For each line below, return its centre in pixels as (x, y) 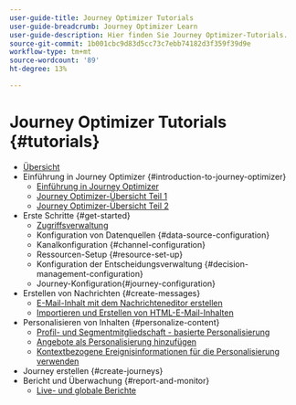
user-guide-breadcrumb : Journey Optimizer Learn (104, 27)
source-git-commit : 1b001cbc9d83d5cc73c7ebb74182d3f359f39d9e (130, 43)
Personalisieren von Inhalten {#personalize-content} (121, 322)
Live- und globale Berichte (86, 390)
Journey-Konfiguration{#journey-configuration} (126, 283)
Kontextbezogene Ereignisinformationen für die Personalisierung (158, 351)
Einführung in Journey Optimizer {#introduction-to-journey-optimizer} (154, 176)
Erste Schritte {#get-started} (76, 215)
